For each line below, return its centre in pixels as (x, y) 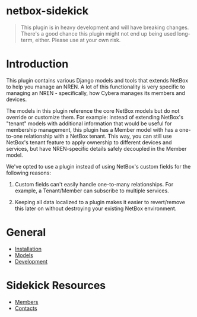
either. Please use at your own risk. (78, 40)
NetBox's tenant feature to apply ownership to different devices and (89, 142)
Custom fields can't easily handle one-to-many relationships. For (94, 184)
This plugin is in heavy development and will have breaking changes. (105, 27)
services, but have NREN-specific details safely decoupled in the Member (96, 148)
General (26, 232)
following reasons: (29, 173)
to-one (15, 136)
